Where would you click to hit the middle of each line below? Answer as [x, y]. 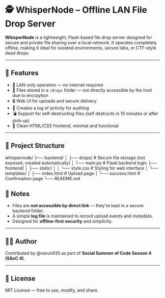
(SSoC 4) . [15, 258]
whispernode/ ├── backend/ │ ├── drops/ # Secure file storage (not [75, 158]
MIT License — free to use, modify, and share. [52, 290]
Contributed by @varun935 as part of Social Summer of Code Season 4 [78, 253]
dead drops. [17, 53]
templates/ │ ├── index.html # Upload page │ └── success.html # [73, 173]
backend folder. [28, 211]
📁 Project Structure [35, 146]
